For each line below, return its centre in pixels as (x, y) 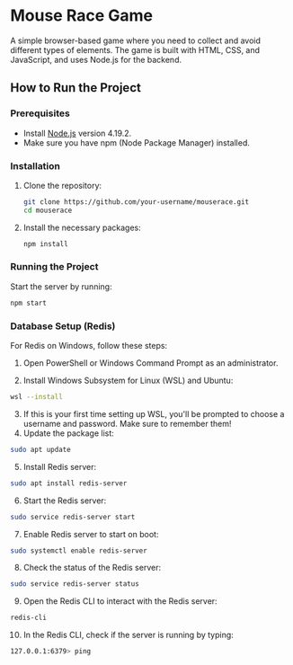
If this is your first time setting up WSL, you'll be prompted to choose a (154, 413)
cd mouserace (48, 210)
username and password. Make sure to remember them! (127, 423)
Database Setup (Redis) (63, 326)
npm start (29, 303)
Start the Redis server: (65, 501)
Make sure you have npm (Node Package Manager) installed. (137, 142)
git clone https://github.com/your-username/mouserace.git (136, 202)
